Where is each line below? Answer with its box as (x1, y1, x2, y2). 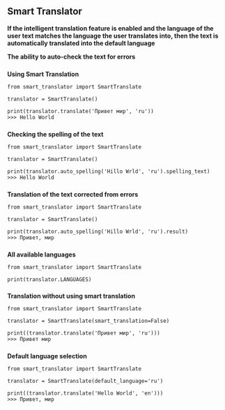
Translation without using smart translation (7, 292, 136, 301)
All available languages (7, 250, 76, 259)
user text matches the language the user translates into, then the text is (7, 31, 219, 40)
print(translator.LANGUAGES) (7, 275, 92, 283)
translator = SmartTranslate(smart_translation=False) (7, 317, 170, 325)
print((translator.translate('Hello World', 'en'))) (7, 390, 164, 397)
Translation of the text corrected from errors (7, 190, 139, 198)
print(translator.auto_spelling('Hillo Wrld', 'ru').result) (7, 228, 189, 235)
